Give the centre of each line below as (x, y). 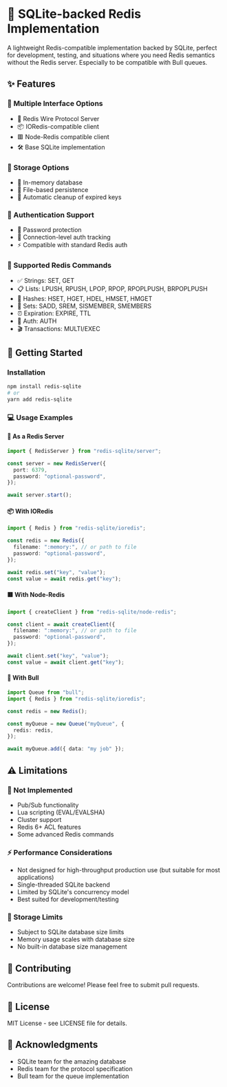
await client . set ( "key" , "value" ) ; (58, 656)
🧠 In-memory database (50, 182)
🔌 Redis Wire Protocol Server (58, 118)
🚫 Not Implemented (40, 790)
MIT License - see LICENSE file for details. (67, 1023)
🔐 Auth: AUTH (37, 321)
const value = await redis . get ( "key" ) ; (64, 579)
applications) (35, 878)
